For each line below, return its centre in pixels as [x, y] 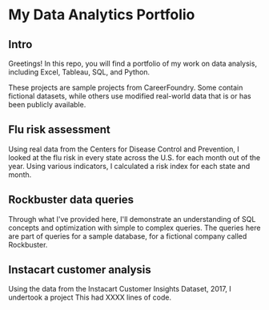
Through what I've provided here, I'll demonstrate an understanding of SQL [132, 219]
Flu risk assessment [59, 130]
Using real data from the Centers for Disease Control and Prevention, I [124, 149]
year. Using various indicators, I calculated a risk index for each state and [129, 166]
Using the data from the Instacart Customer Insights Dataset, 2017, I [120, 289]
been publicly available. [47, 105]
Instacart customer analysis [80, 270]
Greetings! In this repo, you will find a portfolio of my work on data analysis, [133, 63]
